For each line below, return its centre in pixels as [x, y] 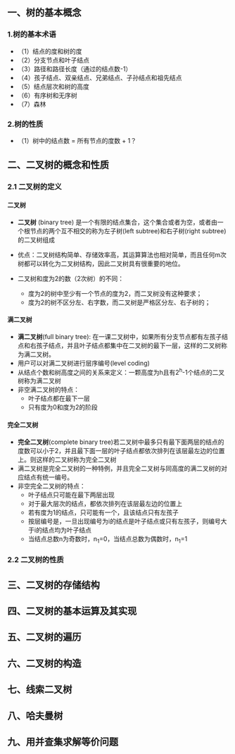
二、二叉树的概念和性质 [58, 165]
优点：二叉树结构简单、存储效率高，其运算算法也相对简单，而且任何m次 [122, 254]
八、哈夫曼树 [35, 716]
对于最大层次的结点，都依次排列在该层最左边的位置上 [105, 503]
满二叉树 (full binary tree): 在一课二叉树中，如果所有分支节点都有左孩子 [120, 336]
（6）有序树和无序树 [47, 95]
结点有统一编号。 [49, 477]
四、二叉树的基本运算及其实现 [72, 611]
